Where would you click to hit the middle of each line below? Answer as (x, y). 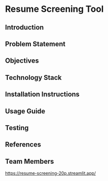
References (23, 145)
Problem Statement (35, 44)
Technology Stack (33, 77)
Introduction (25, 27)
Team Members (29, 161)
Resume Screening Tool (54, 9)
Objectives (22, 61)
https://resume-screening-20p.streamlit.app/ (51, 173)
